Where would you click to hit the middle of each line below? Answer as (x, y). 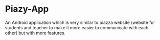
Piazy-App (27, 9)
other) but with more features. (35, 33)
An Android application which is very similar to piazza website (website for (80, 22)
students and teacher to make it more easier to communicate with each (77, 27)
